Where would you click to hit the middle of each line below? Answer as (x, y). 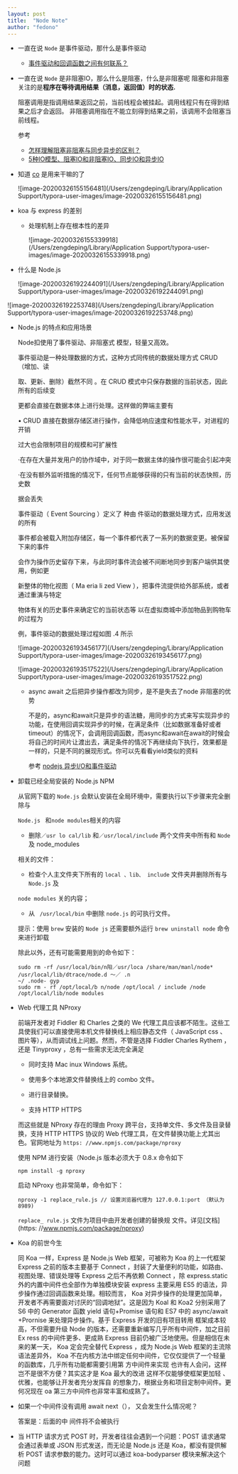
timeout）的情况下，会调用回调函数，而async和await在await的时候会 (129, 733)
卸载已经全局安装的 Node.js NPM (66, 781)
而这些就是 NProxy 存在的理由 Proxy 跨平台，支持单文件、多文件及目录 (121, 1125)
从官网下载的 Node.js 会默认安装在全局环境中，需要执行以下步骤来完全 (121, 796)
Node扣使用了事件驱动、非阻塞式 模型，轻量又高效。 (95, 342)
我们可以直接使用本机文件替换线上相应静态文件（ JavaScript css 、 (128, 1031)
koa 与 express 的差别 (50, 211)
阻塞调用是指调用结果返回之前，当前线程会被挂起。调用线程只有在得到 (120, 102)
